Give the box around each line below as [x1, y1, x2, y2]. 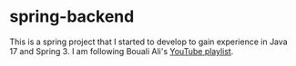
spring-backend [9, 6, 135, 27]
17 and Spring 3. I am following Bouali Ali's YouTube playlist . [9, 45, 234, 56]
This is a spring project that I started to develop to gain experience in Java [9, 36, 289, 47]
